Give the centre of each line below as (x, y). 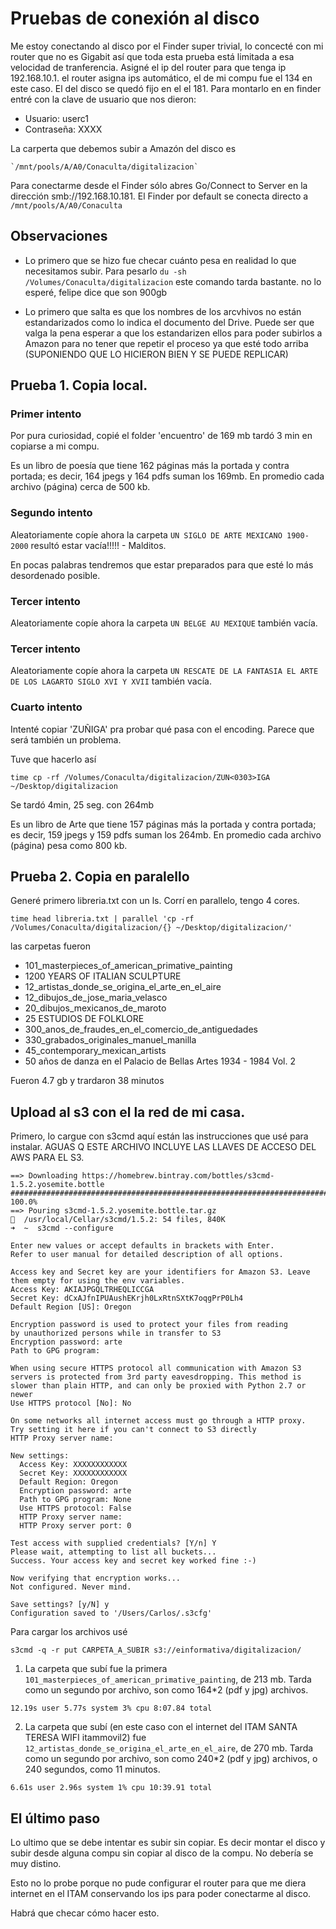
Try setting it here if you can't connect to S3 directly (133, 1430)
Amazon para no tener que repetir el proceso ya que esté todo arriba (166, 343)
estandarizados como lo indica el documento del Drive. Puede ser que (169, 322)
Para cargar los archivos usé (69, 1632)
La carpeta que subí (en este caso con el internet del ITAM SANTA (161, 1727)
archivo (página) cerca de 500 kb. (80, 487)
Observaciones (59, 236)
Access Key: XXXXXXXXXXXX (73, 1465)
